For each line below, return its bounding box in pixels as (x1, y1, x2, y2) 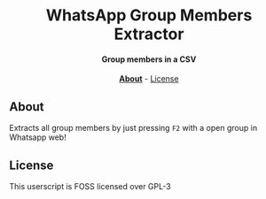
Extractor (113, 24, 184, 44)
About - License (119, 73, 179, 84)
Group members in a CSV (101, 54, 197, 65)
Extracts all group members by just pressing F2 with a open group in (9, 123, 258, 134)
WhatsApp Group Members (45, 5, 253, 26)
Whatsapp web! (9, 132, 66, 142)
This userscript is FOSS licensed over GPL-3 (9, 181, 171, 192)
